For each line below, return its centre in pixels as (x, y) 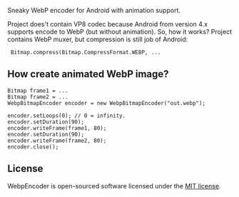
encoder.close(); (33, 147)
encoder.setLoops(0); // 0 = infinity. (67, 116)
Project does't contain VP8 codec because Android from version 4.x (108, 24)
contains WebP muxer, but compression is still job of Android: (98, 39)
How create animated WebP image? (88, 74)
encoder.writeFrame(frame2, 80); (57, 141)
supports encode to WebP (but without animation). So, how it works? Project (120, 32)
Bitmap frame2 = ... (38, 97)
